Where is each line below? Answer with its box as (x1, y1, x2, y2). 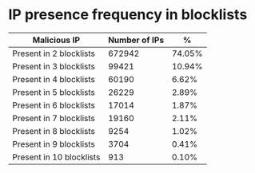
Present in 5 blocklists (12, 86, 96, 97)
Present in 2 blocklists (12, 48, 96, 59)
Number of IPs (107, 34, 165, 45)
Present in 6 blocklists (12, 100, 96, 111)
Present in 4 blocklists (12, 73, 96, 85)
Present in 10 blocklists (12, 151, 101, 163)
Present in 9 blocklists (12, 138, 96, 149)
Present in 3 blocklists (12, 61, 96, 72)
